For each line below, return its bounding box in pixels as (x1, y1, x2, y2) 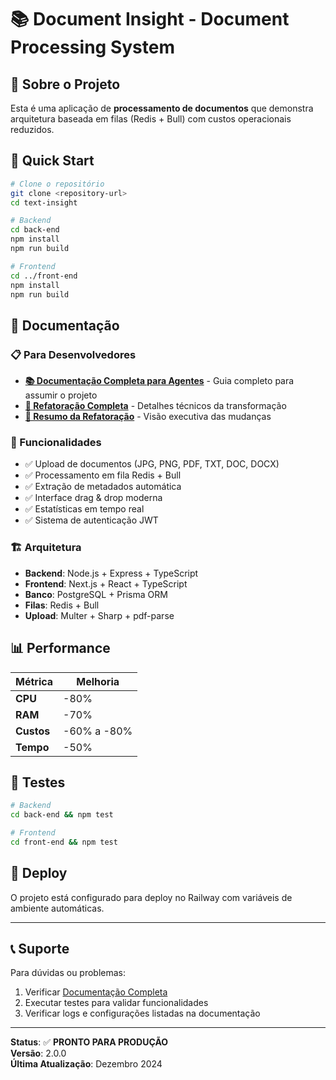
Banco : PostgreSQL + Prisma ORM (24, 588, 168, 600)
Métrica (15, 674, 54, 688)
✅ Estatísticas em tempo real (24, 503, 145, 515)
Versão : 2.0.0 (10, 1047, 67, 1060)
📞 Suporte (10, 941, 70, 958)
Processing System (10, 36, 175, 59)
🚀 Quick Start (10, 152, 95, 170)
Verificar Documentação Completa (24, 986, 168, 998)
